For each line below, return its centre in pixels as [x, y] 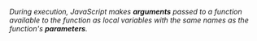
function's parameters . [48, 29]
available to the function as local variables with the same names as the [129, 20]
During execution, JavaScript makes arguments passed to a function [126, 12]
